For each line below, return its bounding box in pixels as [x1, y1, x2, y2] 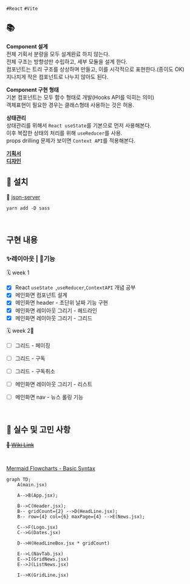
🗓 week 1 [6, 269, 30, 276]
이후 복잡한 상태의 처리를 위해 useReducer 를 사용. [6, 129, 123, 137]
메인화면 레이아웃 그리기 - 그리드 [15, 314, 93, 322]
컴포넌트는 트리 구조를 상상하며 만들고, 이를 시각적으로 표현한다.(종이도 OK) [6, 66, 185, 73]
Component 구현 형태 [6, 86, 59, 93]
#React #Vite [6, 5, 38, 12]
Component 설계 [6, 42, 49, 50]
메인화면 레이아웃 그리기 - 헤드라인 [15, 307, 98, 314]
